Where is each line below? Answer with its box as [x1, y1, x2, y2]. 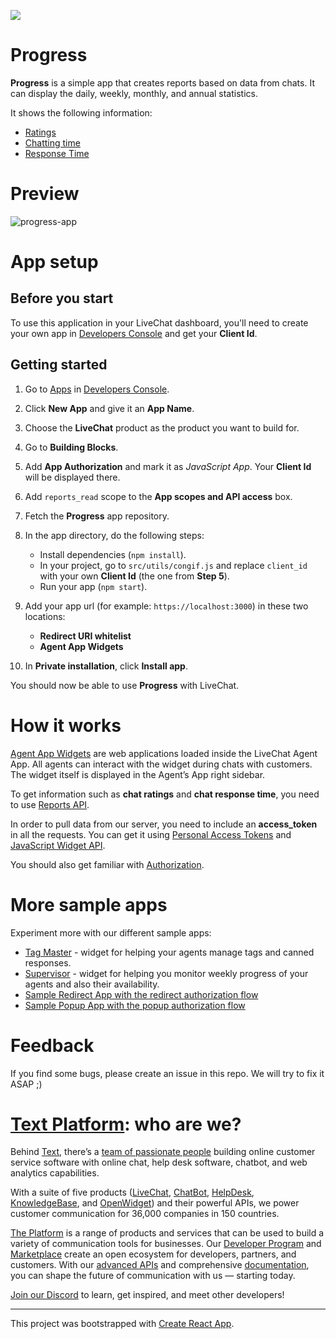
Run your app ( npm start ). [39, 580, 148, 592]
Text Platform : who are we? [10, 1113, 242, 1135]
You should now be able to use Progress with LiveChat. [10, 679, 240, 691]
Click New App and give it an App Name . [24, 402, 195, 414]
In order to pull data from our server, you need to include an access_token [10, 818, 318, 830]
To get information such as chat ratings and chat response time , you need [10, 788, 320, 800]
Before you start [10, 290, 114, 307]
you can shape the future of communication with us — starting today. [10, 1270, 296, 1282]
